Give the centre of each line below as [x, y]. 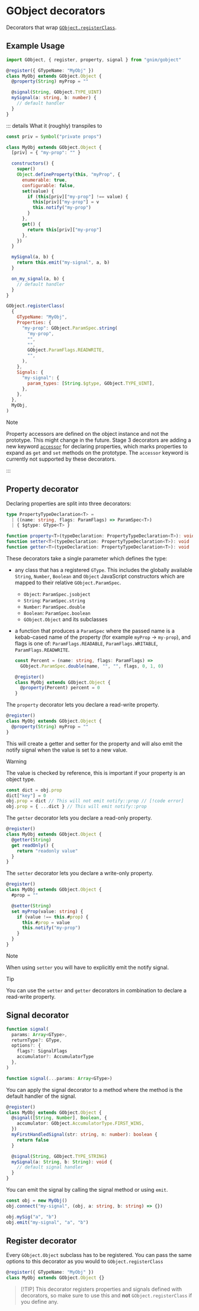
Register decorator [41, 1241]
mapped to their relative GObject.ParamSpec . [68, 582]
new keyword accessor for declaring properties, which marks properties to [97, 446]
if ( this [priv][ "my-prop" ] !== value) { [78, 197]
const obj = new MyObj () [37, 1201]
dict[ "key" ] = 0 [26, 796]
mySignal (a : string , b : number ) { [54, 98]
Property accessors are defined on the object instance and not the [87, 433]
